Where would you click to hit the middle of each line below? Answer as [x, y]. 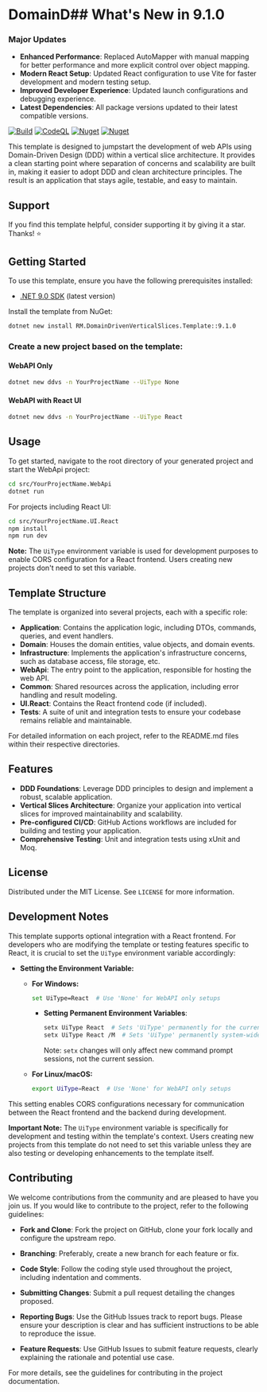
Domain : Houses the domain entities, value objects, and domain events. [137, 645]
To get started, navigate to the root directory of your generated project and [131, 461]
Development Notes [58, 917]
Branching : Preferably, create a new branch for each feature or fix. [129, 1253]
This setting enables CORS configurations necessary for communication [126, 1104]
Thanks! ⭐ [25, 234]
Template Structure [57, 593]
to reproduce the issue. [58, 1333]
